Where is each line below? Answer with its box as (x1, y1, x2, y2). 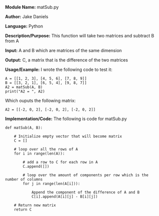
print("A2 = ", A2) (5, 89, 45, 94)
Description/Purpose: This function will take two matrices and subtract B (5, 33, 154, 38)
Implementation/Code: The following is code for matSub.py (5, 116, 127, 122)
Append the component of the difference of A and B (31, 190, 140, 195)
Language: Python (5, 23, 43, 29)
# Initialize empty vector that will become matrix (14, 134, 122, 139)
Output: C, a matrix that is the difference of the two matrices (5, 57, 128, 63)
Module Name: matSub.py (5, 4, 59, 10)
